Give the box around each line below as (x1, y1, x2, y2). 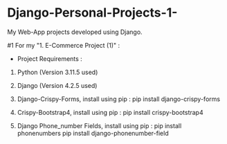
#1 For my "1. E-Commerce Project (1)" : (7, 41, 120, 49)
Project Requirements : (17, 54, 83, 63)
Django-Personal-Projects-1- (7, 5, 178, 21)
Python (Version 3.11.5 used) (17, 68, 98, 76)
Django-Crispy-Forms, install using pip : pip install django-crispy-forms (17, 95, 220, 103)
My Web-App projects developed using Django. (7, 28, 143, 36)
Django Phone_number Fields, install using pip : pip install (17, 121, 182, 129)
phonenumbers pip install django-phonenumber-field (17, 129, 169, 137)
